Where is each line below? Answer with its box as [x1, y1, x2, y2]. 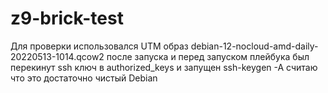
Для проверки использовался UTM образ [10, 40, 189, 52]
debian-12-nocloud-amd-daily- [190, 40, 319, 52]
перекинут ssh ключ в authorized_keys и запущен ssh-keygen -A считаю [10, 61, 318, 73]
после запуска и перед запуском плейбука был [106, 50, 310, 62]
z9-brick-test [10, 7, 124, 30]
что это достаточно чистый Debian [10, 72, 158, 84]
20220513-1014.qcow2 [10, 50, 105, 62]
